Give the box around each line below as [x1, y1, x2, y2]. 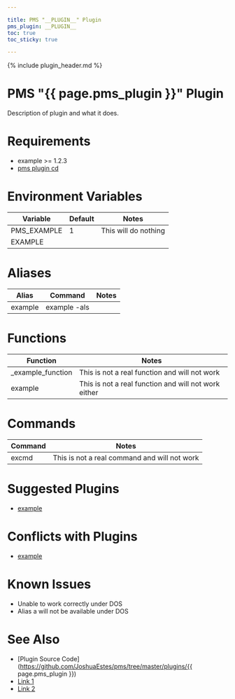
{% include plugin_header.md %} [7, 61, 103, 70]
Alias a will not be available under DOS [17, 607, 129, 615]
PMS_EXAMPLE [10, 226, 63, 235]
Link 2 [17, 684, 36, 693]
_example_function [10, 367, 73, 377]
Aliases [7, 265, 52, 281]
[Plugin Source [17, 654, 61, 663]
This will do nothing [101, 226, 166, 235]
